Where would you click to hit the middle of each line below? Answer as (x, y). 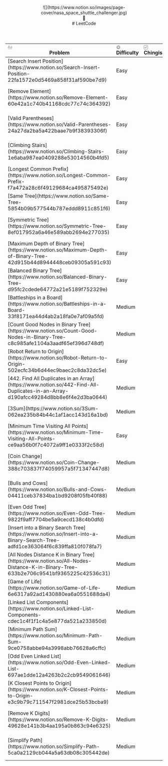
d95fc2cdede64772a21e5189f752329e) (58, 289)
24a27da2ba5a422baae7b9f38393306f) (57, 131)
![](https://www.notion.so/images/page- (84, 7)
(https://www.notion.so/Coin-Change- (54, 462)
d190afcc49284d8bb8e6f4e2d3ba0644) (57, 397)
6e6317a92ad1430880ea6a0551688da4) (59, 594)
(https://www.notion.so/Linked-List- (51, 608)
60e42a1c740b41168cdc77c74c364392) (59, 104)
